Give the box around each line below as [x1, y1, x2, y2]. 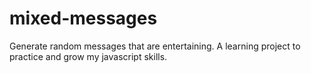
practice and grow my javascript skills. [9, 50, 168, 62]
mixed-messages [9, 7, 158, 30]
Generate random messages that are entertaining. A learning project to [9, 40, 301, 52]
